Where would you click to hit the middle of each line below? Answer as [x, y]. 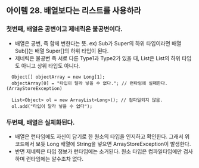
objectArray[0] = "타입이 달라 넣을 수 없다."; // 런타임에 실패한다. [90, 83]
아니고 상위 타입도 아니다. [51, 66]
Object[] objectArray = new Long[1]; [58, 77]
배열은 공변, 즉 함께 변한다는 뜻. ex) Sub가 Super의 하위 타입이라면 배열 [98, 43]
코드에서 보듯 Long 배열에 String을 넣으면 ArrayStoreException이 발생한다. [103, 144]
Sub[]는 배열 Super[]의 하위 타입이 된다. [62, 51]
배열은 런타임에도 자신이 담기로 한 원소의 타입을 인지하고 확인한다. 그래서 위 [102, 136]
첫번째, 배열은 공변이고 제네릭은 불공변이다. [64, 29]
